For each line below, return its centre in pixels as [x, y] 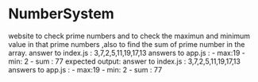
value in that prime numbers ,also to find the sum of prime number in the [127, 44]
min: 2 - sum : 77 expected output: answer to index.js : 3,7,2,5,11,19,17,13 [124, 61]
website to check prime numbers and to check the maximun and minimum [129, 36]
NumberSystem [62, 14]
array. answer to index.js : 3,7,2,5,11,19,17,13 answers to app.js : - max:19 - [127, 53]
